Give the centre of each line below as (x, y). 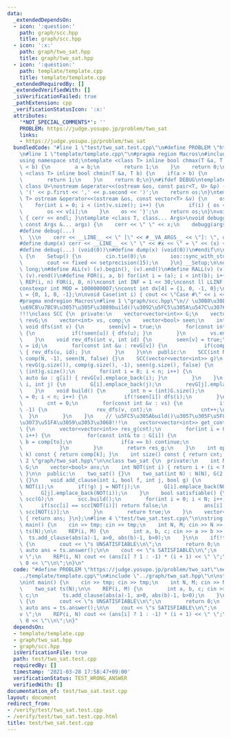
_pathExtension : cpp (43, 103)
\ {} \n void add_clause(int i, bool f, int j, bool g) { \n (110, 480)
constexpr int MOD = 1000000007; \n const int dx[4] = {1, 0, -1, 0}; (120, 288)
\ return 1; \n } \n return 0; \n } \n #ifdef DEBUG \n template (123, 179)
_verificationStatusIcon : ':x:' (60, 109)
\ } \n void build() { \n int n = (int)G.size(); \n (112, 390)
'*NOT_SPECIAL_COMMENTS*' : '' (63, 122)
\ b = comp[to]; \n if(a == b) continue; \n (104, 442)
